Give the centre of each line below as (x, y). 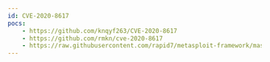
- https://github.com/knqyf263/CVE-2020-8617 (100, 31)
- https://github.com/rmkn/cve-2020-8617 (92, 38)
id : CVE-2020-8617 (38, 16)
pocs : (17, 23)
